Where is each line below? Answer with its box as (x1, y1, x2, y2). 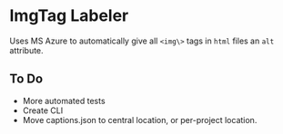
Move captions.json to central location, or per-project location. (22, 114, 258, 125)
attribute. (9, 44, 44, 55)
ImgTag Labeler (9, 5, 129, 26)
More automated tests (22, 95, 106, 106)
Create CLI (22, 105, 64, 116)
